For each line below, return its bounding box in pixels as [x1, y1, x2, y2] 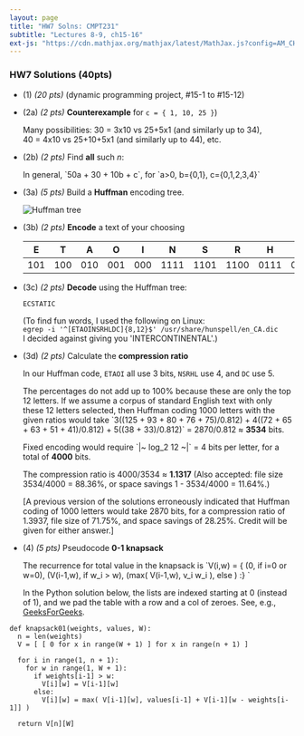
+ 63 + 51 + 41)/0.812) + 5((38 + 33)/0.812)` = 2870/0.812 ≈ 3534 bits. [22, 423, 285, 435]
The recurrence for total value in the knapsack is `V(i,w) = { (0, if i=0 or [22, 559, 288, 571]
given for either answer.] [22, 525, 115, 536]
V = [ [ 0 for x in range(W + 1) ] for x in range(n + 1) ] [17, 640, 249, 649]
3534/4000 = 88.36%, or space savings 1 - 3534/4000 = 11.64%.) [22, 478, 271, 489]
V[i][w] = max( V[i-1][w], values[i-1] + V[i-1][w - [42, 695, 245, 704]
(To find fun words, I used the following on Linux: [22, 315, 205, 326]
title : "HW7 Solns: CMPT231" [9, 22, 119, 31]
